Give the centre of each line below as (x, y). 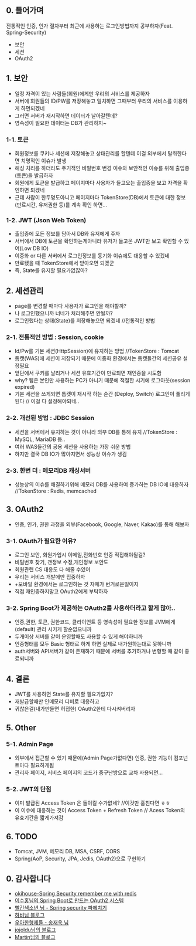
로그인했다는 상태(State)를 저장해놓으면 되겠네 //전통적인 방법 (85, 321)
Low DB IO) (35, 249)
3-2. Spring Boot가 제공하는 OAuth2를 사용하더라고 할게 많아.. (91, 608)
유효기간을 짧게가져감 (39, 818)
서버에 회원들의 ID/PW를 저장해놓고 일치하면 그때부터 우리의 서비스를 (93, 101)
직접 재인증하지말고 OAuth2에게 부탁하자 (61, 592)
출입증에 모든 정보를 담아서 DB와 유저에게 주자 (67, 234)
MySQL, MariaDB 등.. (40, 439)
